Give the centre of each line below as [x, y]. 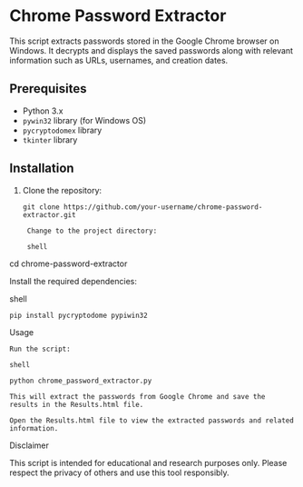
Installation [42, 169]
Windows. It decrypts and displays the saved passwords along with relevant [151, 50]
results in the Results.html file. [77, 404]
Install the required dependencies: [73, 281]
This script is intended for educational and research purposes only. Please [148, 462]
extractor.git [49, 214]
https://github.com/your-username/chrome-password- [163, 207]
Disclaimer [29, 445]
